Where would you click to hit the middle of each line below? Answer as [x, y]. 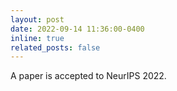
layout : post [37, 19]
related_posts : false [55, 47]
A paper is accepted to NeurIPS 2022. [88, 76]
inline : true [37, 38]
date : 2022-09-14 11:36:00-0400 [77, 29]
